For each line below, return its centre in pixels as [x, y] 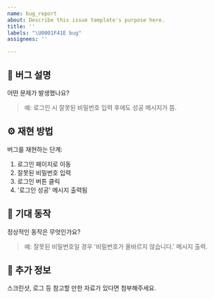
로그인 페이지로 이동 [44, 164]
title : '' [21, 26]
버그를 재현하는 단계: [35, 149]
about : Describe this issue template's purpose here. [86, 20]
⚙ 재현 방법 [30, 132]
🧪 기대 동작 [29, 214]
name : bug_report [32, 13]
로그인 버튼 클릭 [38, 181]
